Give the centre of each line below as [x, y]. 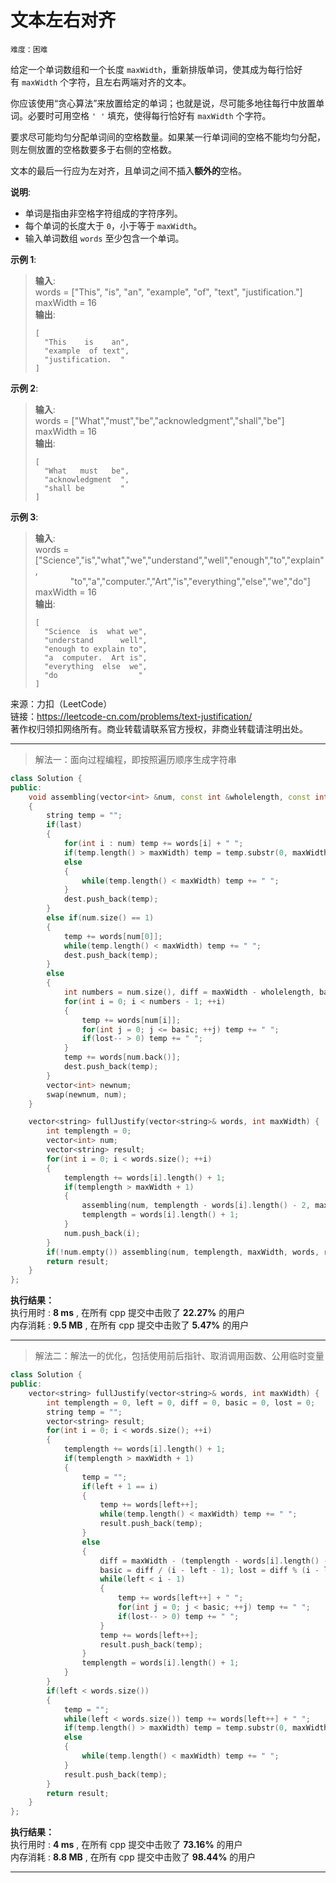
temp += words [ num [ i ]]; [131, 1020]
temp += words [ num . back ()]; [122, 1057]
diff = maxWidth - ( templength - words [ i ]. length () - [214, 1561]
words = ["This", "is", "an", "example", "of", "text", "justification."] [168, 292]
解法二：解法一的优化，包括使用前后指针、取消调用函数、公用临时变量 [179, 1356]
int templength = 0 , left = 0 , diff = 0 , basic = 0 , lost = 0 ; [181, 1402]
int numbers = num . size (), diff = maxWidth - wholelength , [189, 992]
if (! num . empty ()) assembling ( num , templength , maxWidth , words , [183, 1252]
